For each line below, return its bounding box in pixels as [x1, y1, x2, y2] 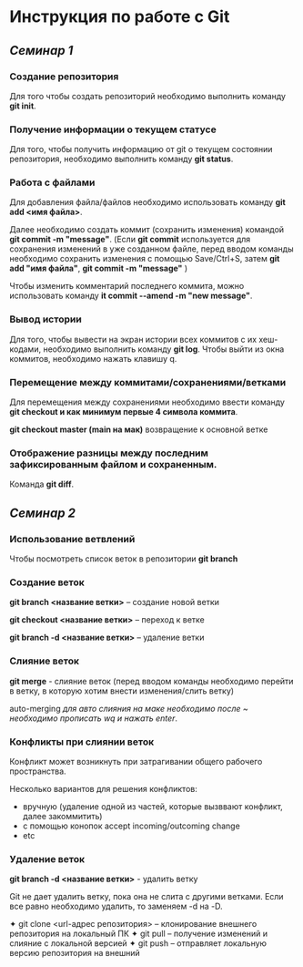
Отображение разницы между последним [9, 447, 209, 459]
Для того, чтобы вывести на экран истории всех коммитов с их [9, 334, 258, 345]
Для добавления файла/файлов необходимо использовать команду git [9, 197, 287, 208]
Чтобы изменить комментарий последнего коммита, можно [9, 281, 245, 292]
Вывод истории [9, 313, 82, 325]
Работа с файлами [9, 176, 96, 189]
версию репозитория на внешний [9, 948, 141, 959]
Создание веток [9, 576, 85, 589]
